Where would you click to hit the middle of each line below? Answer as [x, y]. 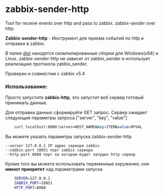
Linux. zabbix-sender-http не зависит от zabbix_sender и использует [78, 58]
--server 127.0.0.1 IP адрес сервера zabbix [52, 146]
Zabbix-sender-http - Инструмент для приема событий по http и [74, 38]
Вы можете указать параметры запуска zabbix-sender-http [68, 137]
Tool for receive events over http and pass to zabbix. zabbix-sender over [80, 23]
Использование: [26, 86]
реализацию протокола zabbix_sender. [46, 64]
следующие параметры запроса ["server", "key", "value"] [66, 118]
